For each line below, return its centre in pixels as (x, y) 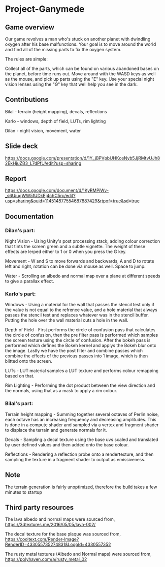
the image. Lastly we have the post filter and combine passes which (74, 351)
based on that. (20, 376)
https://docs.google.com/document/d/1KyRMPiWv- (57, 190)
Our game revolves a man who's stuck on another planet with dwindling (78, 39)
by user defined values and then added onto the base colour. (67, 444)
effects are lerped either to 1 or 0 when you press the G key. (66, 252)
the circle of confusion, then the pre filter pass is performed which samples (82, 335)
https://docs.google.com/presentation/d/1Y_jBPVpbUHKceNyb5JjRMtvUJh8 (82, 158)
